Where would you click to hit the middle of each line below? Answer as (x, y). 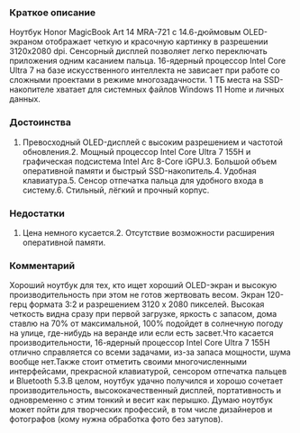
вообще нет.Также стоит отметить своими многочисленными (128, 362)
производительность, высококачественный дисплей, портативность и (145, 391)
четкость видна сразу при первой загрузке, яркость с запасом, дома (143, 314)
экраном (26, 41)
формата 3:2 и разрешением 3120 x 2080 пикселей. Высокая (146, 304)
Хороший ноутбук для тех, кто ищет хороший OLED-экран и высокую (143, 285)
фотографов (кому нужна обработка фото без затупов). (116, 419)
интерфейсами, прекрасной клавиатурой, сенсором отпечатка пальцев (148, 372)
